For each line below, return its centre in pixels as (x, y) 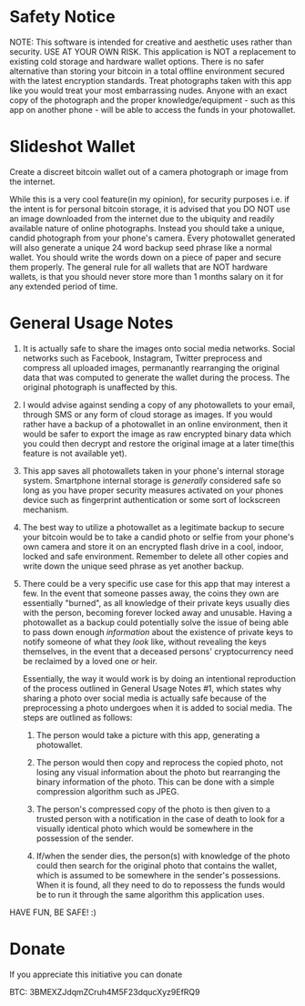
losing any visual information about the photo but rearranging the (158, 772)
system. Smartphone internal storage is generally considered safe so (152, 480)
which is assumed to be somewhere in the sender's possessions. (158, 875)
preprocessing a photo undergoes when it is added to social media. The (158, 707)
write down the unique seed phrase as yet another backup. (133, 566)
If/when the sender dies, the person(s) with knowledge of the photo (163, 856)
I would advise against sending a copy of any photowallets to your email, (159, 405)
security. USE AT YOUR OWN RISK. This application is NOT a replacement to (153, 51)
